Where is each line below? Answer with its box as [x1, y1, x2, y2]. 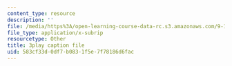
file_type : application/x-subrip [7, 29, 104, 36]
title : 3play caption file [7, 42, 85, 49]
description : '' [7, 16, 54, 23]
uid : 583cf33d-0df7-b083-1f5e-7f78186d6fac [7, 49, 135, 56]
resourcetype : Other [7, 36, 67, 43]
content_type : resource [7, 10, 76, 17]
